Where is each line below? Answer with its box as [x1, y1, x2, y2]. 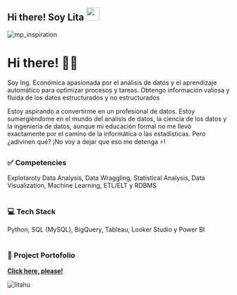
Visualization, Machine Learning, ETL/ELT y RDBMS [7, 181, 157, 190]
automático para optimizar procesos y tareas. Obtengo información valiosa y [7, 85, 230, 94]
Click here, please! [7, 266, 63, 275]
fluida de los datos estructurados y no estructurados [7, 93, 160, 102]
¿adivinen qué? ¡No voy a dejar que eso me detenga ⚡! [7, 137, 166, 145]
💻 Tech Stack [7, 206, 56, 216]
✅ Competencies [7, 157, 67, 167]
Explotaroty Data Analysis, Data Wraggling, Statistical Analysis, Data [7, 174, 206, 182]
